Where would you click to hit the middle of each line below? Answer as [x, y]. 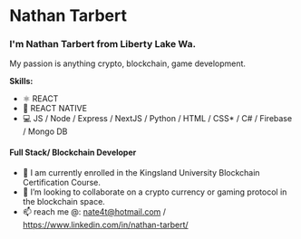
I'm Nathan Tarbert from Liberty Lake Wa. [103, 44]
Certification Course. [62, 182]
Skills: [21, 81]
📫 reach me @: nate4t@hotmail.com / [94, 211]
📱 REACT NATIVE [55, 109]
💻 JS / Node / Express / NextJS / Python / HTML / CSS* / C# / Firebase [157, 119]
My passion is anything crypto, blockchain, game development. [128, 63]
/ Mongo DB [45, 131]
